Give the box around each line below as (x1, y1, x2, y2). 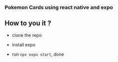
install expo (11, 41, 36, 48)
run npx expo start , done (11, 51, 64, 57)
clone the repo (11, 32, 42, 38)
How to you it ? (4, 19, 52, 28)
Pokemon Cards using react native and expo (4, 4, 114, 11)
